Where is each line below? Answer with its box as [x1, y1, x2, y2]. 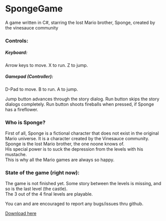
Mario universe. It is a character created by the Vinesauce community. [5, 136, 150, 142]
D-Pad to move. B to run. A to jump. [5, 86, 78, 92]
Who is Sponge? [5, 119, 46, 126]
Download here [5, 211, 36, 217]
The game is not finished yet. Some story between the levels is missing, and [5, 181, 162, 187]
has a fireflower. [5, 106, 38, 112]
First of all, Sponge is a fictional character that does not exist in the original [5, 130, 159, 136]
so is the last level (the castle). [5, 186, 68, 192]
